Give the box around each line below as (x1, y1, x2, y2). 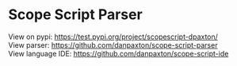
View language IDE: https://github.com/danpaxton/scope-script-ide (8, 49, 229, 58)
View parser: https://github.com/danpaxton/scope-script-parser (8, 40, 218, 49)
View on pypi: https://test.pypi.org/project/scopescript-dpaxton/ (8, 32, 218, 41)
